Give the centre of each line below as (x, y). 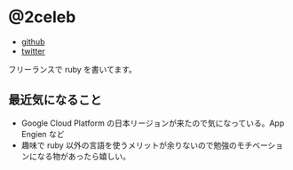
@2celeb (42, 17)
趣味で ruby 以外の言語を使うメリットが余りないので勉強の (129, 145)
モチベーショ (260, 145)
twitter (33, 50)
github (33, 42)
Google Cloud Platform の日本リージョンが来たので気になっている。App (153, 123)
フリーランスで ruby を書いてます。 (72, 69)
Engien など (43, 134)
